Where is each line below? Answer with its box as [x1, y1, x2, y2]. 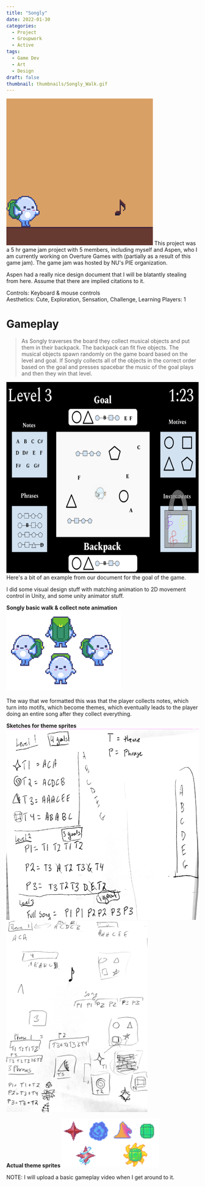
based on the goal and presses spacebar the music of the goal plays [21, 364, 194, 371]
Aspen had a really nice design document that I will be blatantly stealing [6, 271, 187, 278]
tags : [6, 49, 20, 55]
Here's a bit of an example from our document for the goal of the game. [6, 574, 186, 581]
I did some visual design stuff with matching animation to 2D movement [6, 586, 186, 593]
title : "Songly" [6, 10, 48, 16]
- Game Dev [12, 55, 40, 61]
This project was [154, 240, 196, 247]
